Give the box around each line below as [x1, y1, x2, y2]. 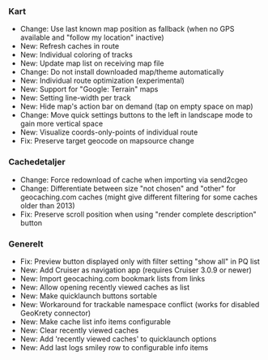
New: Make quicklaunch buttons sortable [19, 290, 158, 301]
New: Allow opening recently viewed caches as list [19, 282, 190, 292]
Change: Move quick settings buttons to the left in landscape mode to [19, 110, 253, 120]
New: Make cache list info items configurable [19, 316, 172, 326]
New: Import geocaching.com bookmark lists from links [19, 273, 206, 283]
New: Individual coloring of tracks [19, 50, 134, 60]
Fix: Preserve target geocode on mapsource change [19, 136, 194, 146]
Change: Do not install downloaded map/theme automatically [19, 67, 224, 77]
